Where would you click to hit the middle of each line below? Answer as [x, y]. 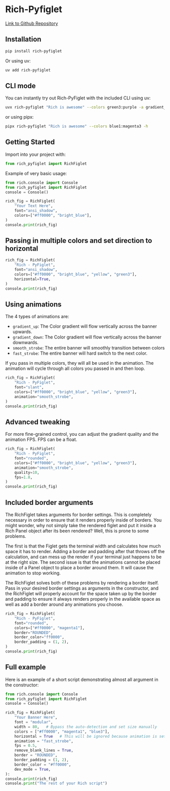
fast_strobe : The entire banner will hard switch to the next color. [80, 353]
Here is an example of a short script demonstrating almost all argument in [82, 679]
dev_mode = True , [33, 769]
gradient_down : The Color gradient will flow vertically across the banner [87, 337]
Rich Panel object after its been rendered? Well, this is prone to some [77, 531]
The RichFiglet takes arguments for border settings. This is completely [78, 514]
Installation [23, 39]
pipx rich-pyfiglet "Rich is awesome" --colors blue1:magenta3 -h [77, 126]
